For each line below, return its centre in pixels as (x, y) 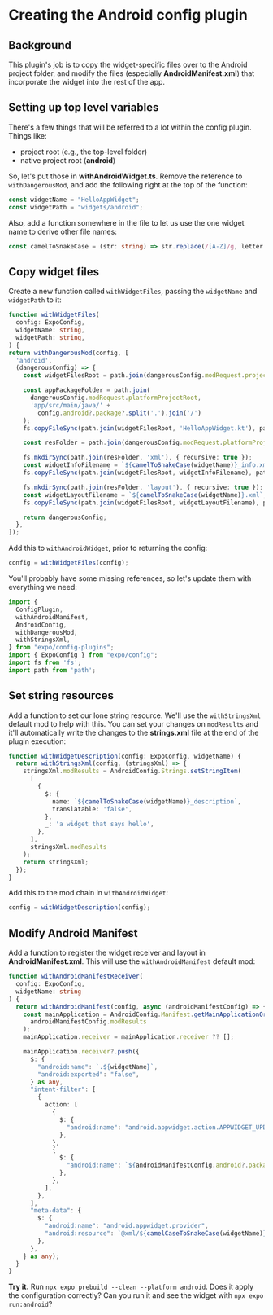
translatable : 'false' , (92, 809)
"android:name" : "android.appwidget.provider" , (126, 1226)
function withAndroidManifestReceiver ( (76, 976)
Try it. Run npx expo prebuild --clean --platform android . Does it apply (131, 1287)
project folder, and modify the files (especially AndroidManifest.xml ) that (132, 73)
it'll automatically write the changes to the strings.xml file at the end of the (134, 732)
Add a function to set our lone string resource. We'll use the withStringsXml (135, 715)
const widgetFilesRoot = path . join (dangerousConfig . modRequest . (134, 376)
